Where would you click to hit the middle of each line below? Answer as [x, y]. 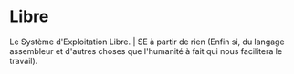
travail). [24, 60]
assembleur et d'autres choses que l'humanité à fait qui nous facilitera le [146, 51]
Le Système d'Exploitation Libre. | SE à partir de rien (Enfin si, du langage [147, 42]
